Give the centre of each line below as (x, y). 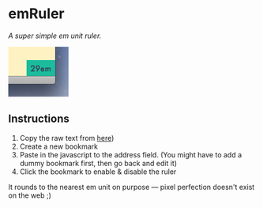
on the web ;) (30, 195)
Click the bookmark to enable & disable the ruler (98, 172)
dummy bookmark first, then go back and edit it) (98, 163)
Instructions (39, 119)
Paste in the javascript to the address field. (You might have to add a (131, 154)
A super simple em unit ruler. (55, 36)
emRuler (36, 14)
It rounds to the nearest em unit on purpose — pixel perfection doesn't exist (131, 187)
